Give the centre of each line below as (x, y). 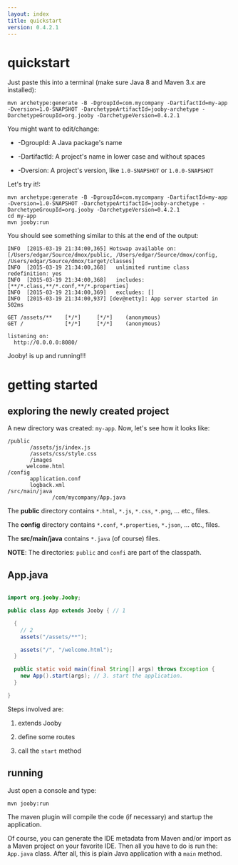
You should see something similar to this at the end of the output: (103, 236)
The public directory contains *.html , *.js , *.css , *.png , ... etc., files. (109, 511)
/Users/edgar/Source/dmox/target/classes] (71, 262)
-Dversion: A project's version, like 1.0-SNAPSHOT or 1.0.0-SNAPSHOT (115, 170)
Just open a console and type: (52, 790)
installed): (22, 90)
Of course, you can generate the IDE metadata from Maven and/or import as (119, 838)
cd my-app (22, 216)
